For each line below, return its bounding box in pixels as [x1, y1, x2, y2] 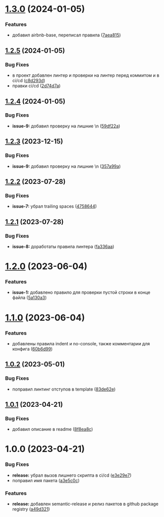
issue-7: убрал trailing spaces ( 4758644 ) [12, 203, 97, 210]
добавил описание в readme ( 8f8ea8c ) [12, 426, 93, 432]
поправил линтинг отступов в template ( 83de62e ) [12, 386, 116, 392]
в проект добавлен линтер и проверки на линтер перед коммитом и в [12, 72, 160, 78]
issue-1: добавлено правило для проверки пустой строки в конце [12, 289, 151, 296]
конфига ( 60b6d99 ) [12, 346, 53, 352]
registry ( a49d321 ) [12, 506, 50, 512]
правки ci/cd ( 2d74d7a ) [12, 83, 61, 89]
